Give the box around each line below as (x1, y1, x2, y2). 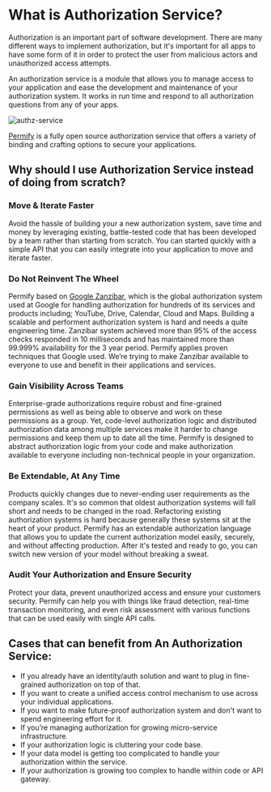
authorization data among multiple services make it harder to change (8, 425, 239, 434)
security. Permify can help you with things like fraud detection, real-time (8, 596, 249, 606)
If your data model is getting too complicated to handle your (19, 748, 220, 758)
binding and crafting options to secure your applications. (8, 139, 197, 149)
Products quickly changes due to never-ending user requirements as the (8, 489, 251, 498)
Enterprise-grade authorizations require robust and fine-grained (8, 399, 222, 409)
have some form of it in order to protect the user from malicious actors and (8, 49, 258, 59)
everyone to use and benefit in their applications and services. (8, 360, 217, 370)
